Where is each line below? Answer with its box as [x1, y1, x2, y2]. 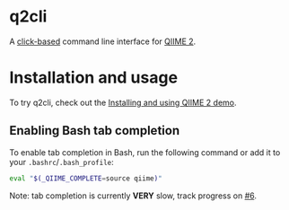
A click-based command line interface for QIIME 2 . [9, 36, 197, 47]
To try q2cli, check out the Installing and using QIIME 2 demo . [9, 97, 237, 108]
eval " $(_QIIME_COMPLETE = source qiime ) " [9, 173, 163, 183]
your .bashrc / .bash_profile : [9, 156, 114, 167]
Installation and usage [9, 67, 178, 88]
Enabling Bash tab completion [9, 123, 180, 138]
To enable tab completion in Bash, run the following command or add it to [9, 146, 281, 158]
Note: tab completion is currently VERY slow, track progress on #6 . [9, 190, 258, 201]
